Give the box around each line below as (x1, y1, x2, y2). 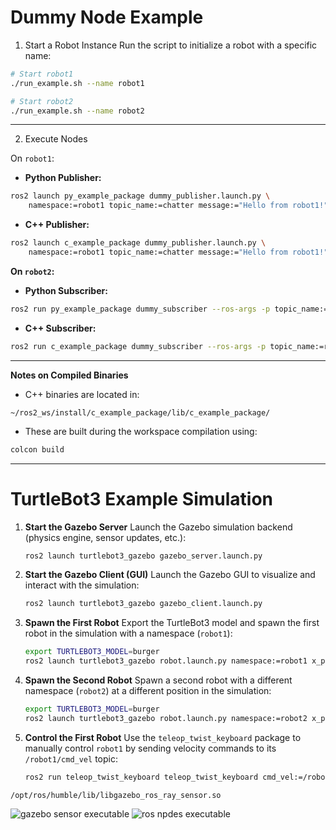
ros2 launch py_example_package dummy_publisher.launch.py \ (10, 191, 271, 201)
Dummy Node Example (10, 6, 204, 29)
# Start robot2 (10, 96, 74, 106)
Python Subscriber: (24, 284, 108, 296)
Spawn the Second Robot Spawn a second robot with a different (24, 674, 293, 686)
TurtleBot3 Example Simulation (10, 487, 273, 510)
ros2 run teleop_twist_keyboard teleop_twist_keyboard (24, 772, 259, 782)
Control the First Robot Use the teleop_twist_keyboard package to (24, 731, 302, 743)
